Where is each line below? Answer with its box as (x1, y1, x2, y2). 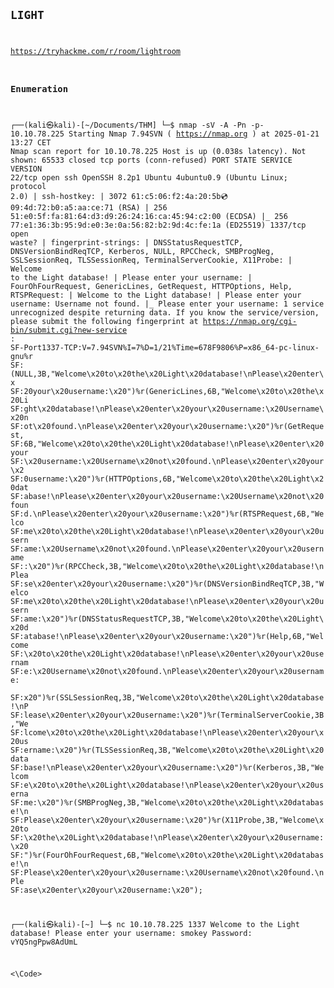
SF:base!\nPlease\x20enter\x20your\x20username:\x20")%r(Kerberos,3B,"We (10, 762, 325, 773)
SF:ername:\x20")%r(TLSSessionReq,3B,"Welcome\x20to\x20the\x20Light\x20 (10, 745, 325, 755)
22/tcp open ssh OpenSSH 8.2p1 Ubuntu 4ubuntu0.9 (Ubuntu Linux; (10, 172, 288, 183)
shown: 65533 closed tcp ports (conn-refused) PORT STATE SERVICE (10, 155, 293, 165)
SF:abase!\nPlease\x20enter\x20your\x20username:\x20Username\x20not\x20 (10, 491, 325, 501)
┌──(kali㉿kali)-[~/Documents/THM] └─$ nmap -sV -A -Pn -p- (10, 120, 265, 130)
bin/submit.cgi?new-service (10, 325, 128, 335)
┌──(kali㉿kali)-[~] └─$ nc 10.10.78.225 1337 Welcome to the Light (10, 919, 300, 929)
